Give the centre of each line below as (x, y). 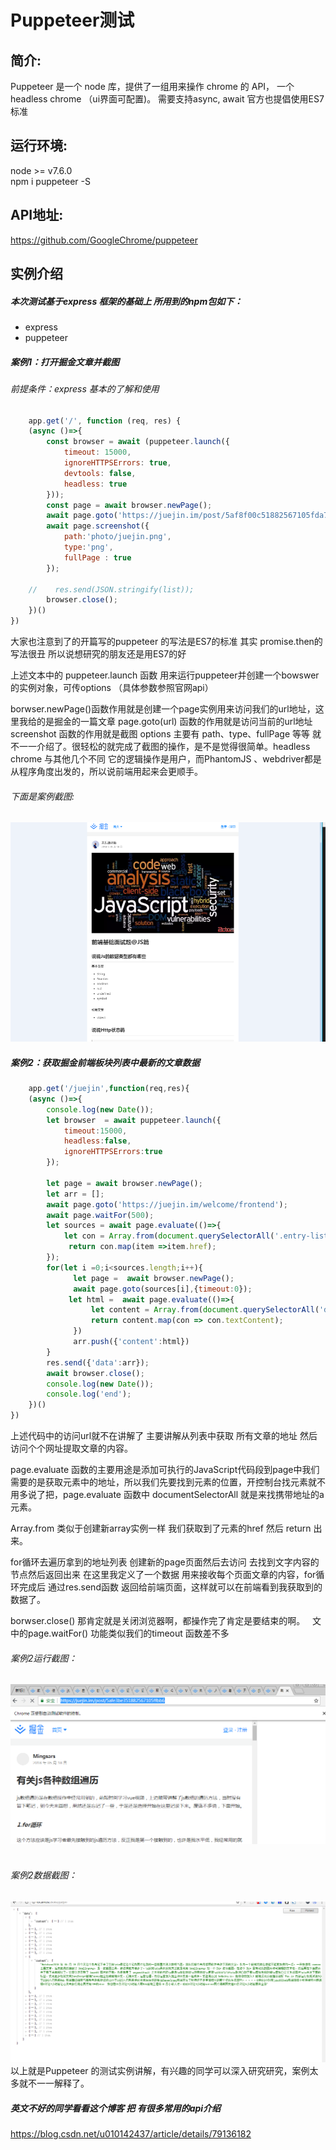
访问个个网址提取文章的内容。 (71, 1448)
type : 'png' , (88, 547)
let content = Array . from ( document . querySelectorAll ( (205, 1310)
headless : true (95, 484)
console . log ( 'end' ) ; (89, 1394)
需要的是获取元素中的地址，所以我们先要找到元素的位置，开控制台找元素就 (163, 1482)
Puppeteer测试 (72, 20)
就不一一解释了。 (54, 2083)
